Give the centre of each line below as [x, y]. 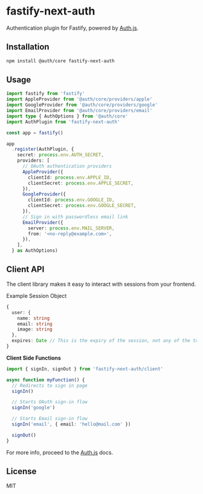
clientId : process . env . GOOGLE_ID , [71, 200]
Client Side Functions [34, 358]
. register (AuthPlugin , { [43, 150]
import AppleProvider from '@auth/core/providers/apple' [79, 99]
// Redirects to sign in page [50, 386]
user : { [21, 312]
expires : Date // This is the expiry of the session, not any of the [101, 341]
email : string [35, 324]
